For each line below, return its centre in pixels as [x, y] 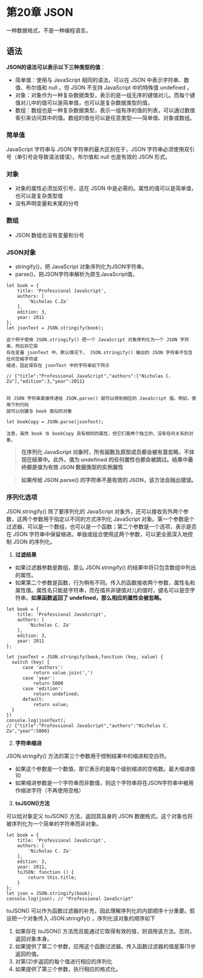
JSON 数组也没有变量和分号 [50, 235]
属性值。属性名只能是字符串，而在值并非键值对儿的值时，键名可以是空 [102, 590]
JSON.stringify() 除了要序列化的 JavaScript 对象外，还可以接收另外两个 [95, 512]
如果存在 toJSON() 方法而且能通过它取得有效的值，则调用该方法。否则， [105, 931]
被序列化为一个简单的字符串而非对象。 [54, 824]
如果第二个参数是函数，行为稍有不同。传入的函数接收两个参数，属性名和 [105, 583]
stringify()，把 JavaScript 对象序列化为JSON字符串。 [81, 266]
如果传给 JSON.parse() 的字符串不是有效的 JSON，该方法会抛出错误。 [109, 480]
